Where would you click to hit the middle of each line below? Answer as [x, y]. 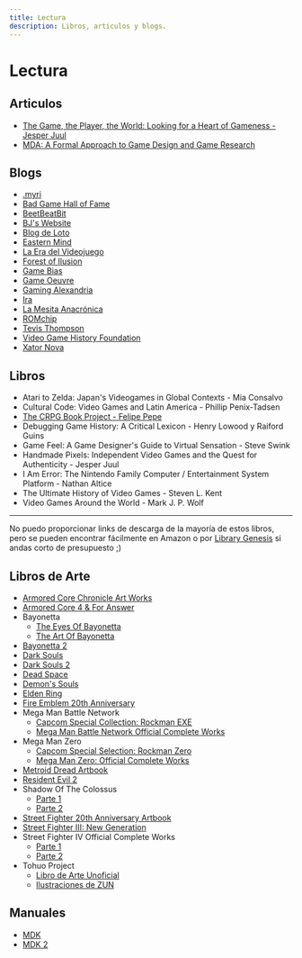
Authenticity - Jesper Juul [71, 465]
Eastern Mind [47, 242]
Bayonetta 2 [44, 646]
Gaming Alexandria [58, 290]
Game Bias [42, 271]
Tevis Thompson [53, 329]
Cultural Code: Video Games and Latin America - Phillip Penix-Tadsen [151, 407]
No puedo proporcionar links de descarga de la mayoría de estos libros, [142, 529]
